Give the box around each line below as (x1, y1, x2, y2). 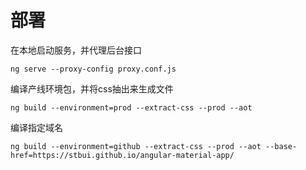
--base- (265, 141, 298, 151)
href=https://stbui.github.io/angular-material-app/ (10, 150, 235, 160)
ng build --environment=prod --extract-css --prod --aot (10, 102, 253, 113)
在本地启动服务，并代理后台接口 (10, 44, 142, 56)
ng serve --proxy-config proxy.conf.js (10, 64, 177, 74)
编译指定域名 (10, 121, 63, 133)
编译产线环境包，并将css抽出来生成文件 (10, 82, 174, 95)
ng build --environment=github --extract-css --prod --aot (10, 141, 262, 151)
